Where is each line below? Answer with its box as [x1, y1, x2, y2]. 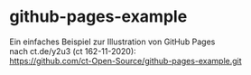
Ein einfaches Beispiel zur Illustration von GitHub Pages [9, 36, 216, 47]
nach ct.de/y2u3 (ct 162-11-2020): [9, 45, 137, 56]
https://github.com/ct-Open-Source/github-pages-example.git [9, 55, 242, 66]
